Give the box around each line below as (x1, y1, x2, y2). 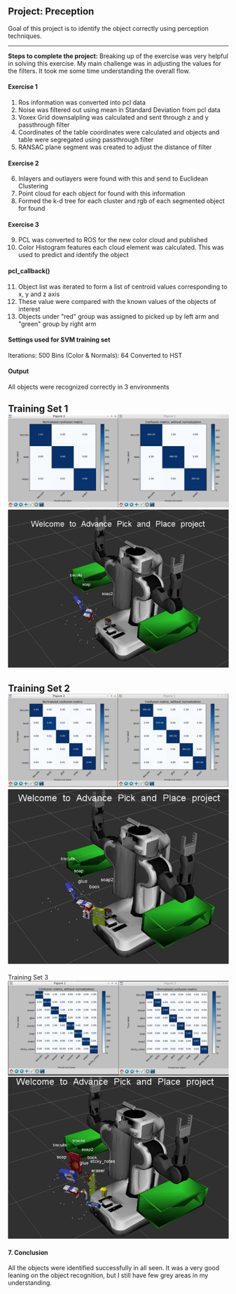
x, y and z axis (18, 290, 60, 298)
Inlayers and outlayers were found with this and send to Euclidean (18, 174, 209, 183)
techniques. (8, 32, 42, 40)
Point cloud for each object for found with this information (18, 189, 186, 198)
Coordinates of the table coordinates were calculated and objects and (18, 128, 220, 137)
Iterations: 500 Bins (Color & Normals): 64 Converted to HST (8, 351, 183, 359)
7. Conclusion (8, 1248, 48, 1256)
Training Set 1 (8, 403, 69, 415)
